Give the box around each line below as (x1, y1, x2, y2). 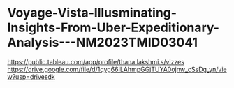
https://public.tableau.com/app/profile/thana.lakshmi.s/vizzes (7, 57, 185, 66)
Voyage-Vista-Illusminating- (7, 5, 177, 21)
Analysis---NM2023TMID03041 (7, 35, 198, 50)
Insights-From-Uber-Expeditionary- (7, 20, 220, 36)
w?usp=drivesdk (7, 72, 55, 81)
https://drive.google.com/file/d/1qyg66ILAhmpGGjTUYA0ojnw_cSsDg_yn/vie (7, 65, 227, 73)
